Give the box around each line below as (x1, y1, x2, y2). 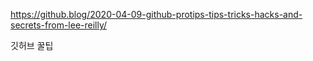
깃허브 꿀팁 (10, 40, 54, 51)
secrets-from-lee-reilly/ (10, 19, 108, 31)
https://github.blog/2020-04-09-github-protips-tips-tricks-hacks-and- (10, 9, 303, 20)
